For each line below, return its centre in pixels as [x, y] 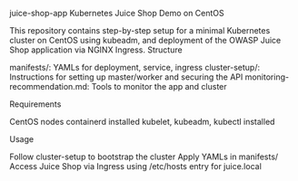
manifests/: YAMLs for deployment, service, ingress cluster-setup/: [135, 67]
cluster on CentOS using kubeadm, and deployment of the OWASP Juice [145, 40]
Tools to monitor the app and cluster [159, 86]
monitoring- [267, 77]
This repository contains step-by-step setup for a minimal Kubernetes [140, 30]
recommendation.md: [50, 86]
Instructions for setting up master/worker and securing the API [126, 77]
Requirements [35, 104]
